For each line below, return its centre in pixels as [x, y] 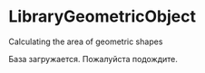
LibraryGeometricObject [102, 17]
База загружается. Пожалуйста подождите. [93, 59]
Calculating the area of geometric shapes [86, 41]
